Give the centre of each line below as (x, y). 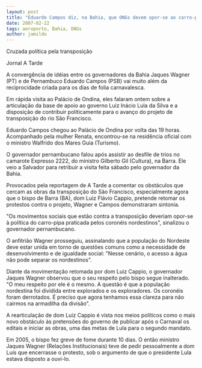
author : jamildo (26, 34)
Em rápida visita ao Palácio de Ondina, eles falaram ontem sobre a (88, 99)
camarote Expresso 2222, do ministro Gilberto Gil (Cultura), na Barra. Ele (96, 161)
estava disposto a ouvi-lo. (38, 359)
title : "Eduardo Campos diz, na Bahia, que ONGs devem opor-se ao (91, 17)
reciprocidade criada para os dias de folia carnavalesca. (76, 87)
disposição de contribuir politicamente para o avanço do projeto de (90, 112)
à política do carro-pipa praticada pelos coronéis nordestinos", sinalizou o (98, 223)
